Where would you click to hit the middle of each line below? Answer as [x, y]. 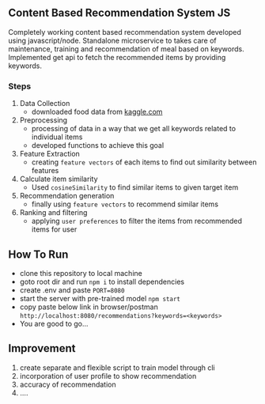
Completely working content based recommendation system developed [125, 32]
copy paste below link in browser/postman [89, 307]
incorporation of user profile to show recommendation [108, 376]
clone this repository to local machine [81, 273]
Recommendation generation [67, 196]
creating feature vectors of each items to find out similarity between [144, 162]
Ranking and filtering [53, 213]
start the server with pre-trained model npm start [100, 298]
